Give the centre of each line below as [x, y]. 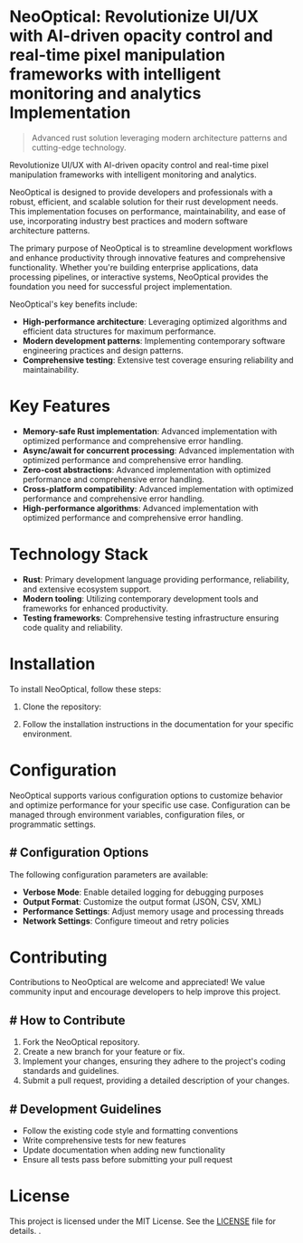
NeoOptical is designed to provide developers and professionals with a [141, 192]
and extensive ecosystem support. [87, 589]
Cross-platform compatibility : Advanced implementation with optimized [158, 489]
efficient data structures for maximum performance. [119, 331]
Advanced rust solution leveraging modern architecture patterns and [159, 138]
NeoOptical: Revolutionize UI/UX [134, 17]
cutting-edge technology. [79, 147]
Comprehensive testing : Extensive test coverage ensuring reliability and [158, 360]
